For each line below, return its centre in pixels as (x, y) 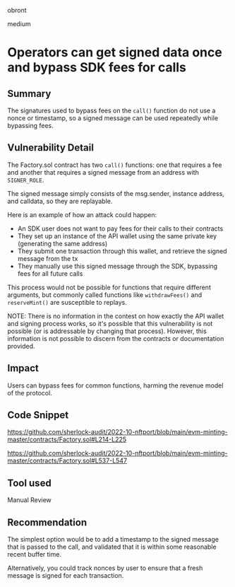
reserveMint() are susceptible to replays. (67, 302)
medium (19, 24)
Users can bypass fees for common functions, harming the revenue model (115, 385)
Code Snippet (38, 415)
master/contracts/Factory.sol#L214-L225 (67, 440)
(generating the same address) (62, 243)
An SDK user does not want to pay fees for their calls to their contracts (120, 228)
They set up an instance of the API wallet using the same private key (117, 236)
